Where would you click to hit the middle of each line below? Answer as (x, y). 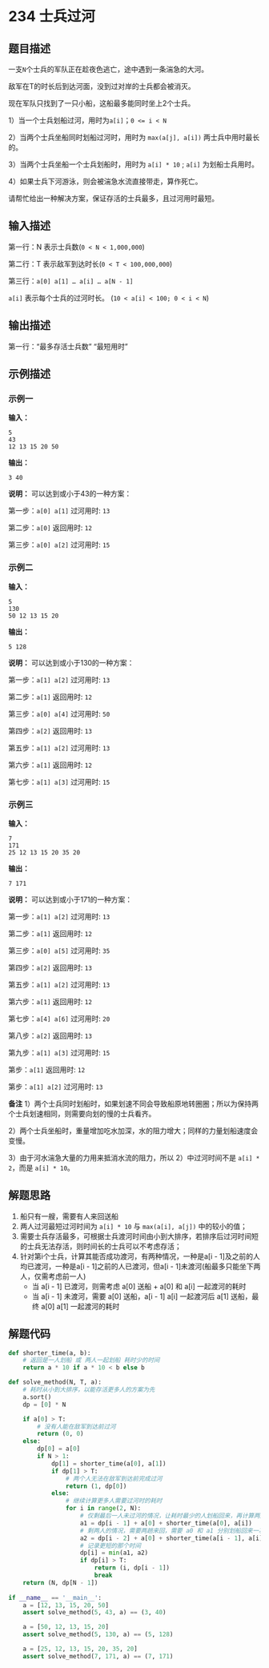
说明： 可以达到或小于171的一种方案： (70, 899)
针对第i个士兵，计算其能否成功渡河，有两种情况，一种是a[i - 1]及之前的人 (140, 1256)
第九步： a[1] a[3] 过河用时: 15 (59, 1052)
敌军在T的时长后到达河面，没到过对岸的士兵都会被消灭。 (102, 86)
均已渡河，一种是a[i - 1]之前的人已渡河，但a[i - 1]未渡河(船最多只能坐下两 (140, 1266)
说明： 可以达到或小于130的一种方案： (71, 662)
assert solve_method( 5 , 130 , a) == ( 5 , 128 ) (98, 1634)
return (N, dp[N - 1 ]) (60, 1582)
